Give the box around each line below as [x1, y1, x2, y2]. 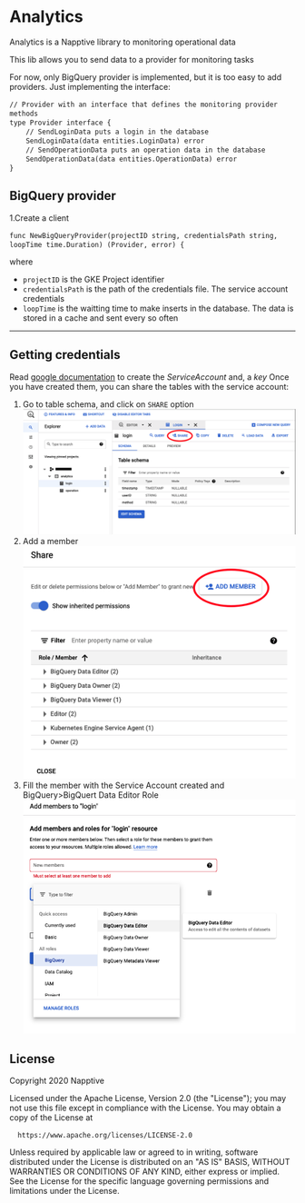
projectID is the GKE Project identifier [22, 273, 165, 284]
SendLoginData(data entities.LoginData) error [25, 136, 205, 145]
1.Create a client [9, 212, 70, 224]
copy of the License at [9, 1112, 93, 1123]
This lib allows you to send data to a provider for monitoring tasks [9, 54, 254, 65]
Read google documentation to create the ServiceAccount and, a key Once [9, 371, 290, 383]
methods [9, 109, 39, 118]
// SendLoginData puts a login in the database [25, 127, 209, 136]
